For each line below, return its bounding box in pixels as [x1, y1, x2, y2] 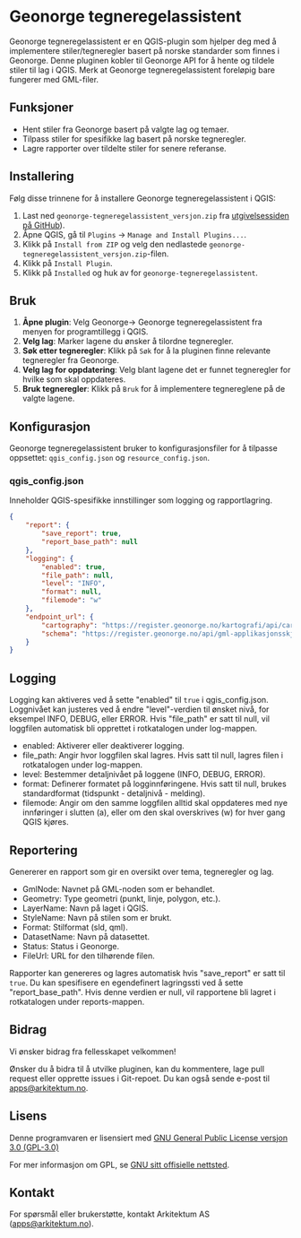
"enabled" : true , [41, 562, 106, 571]
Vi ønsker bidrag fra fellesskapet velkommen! [9, 1046, 176, 1057]
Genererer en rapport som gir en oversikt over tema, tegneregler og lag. [9, 866, 275, 877]
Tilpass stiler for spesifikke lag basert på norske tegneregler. [21, 133, 246, 144]
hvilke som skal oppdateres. [21, 374, 126, 385]
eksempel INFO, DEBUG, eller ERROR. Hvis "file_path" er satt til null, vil [9, 714, 271, 724]
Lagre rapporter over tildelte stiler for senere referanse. [21, 143, 227, 153]
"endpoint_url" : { [25, 612, 94, 621]
